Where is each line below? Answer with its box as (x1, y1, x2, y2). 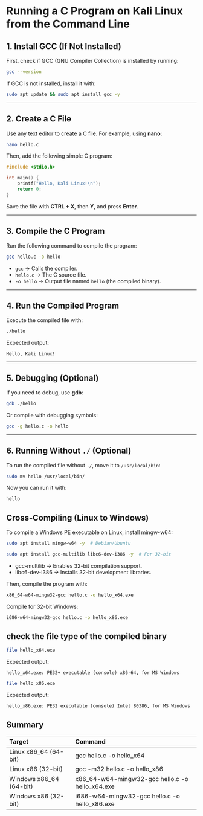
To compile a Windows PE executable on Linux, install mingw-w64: (6, 528, 173, 536)
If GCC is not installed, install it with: (6, 80, 96, 87)
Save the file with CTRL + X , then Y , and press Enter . (6, 202, 139, 210)
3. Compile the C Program (6, 226, 105, 236)
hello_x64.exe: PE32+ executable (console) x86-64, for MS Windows (6, 670, 180, 676)
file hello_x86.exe (6, 681, 56, 687)
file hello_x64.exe (6, 647, 56, 654)
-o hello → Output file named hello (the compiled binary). (14, 277, 161, 284)
